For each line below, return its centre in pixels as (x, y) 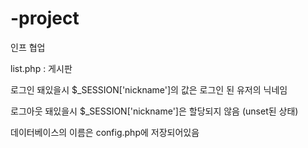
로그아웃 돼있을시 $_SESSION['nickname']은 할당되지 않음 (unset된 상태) (154, 111)
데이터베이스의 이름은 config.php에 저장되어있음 (105, 132)
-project (45, 18)
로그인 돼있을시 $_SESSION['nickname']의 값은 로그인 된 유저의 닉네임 (149, 89)
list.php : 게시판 (41, 68)
